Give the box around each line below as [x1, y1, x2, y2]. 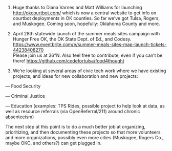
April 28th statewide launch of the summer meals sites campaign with [12, 31, 160, 36]
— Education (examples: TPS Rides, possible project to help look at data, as [5, 103, 165, 109]
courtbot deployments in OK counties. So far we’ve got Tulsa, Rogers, [12, 15, 160, 21]
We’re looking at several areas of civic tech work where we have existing [12, 68, 166, 74]
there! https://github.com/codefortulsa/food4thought [12, 58, 124, 63]
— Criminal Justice [5, 93, 45, 99]
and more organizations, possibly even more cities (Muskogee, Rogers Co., [5, 135, 164, 140]
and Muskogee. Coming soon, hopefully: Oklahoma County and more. [12, 20, 160, 27]
